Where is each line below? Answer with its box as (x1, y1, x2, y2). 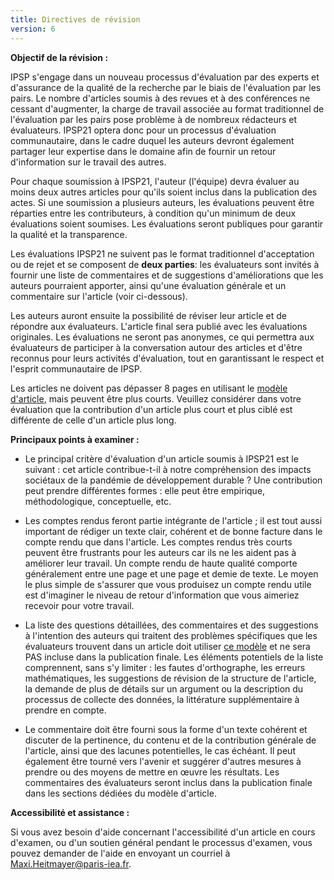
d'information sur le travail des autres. (10, 156, 167, 168)
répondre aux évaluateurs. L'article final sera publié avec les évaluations (10, 320, 308, 332)
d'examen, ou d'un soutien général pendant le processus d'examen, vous (10, 836, 313, 848)
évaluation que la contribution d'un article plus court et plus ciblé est (10, 403, 293, 415)
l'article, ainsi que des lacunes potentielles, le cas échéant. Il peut (24, 744, 296, 756)
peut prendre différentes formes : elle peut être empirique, (24, 484, 266, 496)
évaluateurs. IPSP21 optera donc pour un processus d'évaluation (10, 124, 277, 136)
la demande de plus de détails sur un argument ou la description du (24, 682, 304, 695)
